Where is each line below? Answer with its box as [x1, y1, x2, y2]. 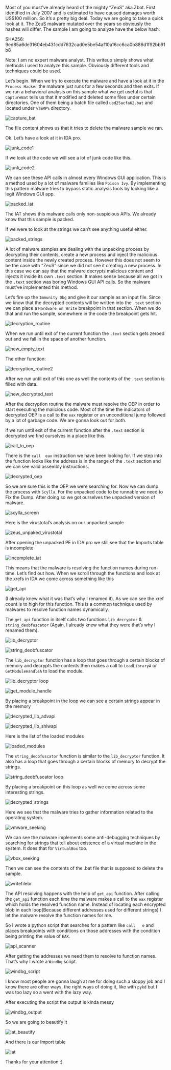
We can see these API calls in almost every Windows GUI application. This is [5, 174, 166, 181]
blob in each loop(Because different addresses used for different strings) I [5, 907, 161, 913]
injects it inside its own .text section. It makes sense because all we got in [5, 273, 162, 279]
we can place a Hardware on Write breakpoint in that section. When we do [5, 305, 161, 311]
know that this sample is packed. [5, 216, 75, 222]
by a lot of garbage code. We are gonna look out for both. [5, 418, 127, 423]
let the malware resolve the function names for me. [5, 913, 113, 918]
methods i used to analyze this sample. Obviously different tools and [5, 63, 149, 68]
